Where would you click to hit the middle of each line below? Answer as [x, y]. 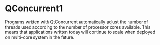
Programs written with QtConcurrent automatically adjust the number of [77, 22]
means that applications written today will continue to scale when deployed [80, 32]
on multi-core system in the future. [40, 37]
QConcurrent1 [34, 8]
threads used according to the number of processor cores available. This [78, 27]
